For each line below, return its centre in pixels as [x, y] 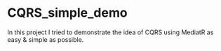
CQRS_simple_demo [67, 13]
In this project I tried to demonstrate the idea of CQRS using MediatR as [110, 32]
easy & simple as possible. [46, 39]
